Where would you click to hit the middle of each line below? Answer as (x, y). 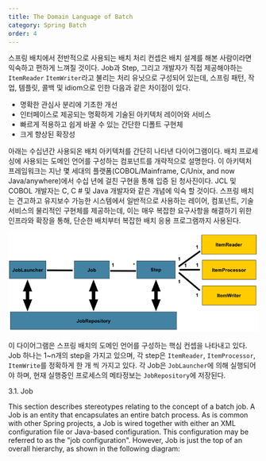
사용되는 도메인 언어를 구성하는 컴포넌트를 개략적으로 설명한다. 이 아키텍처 (137, 161)
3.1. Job (21, 391)
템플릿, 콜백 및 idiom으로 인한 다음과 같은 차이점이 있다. (104, 88)
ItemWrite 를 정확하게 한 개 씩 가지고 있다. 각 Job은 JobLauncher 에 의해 (118, 366)
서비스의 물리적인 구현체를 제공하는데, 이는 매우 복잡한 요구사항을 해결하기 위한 (130, 211)
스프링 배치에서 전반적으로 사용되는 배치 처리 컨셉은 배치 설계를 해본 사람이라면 (130, 58)
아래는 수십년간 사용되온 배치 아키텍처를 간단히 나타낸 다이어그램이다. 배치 (123, 152)
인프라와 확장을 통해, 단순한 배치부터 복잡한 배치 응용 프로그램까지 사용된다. (125, 221)
